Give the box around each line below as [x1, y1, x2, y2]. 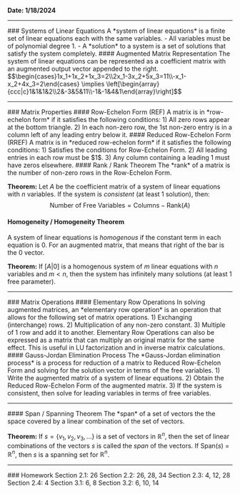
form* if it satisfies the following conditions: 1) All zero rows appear [32, 116, 230, 123]
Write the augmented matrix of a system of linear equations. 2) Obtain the [7, 374, 224, 383]
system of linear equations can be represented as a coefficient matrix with [7, 57, 226, 65]
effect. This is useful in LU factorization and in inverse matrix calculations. [7, 343, 225, 352]
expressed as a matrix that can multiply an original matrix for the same [7, 336, 214, 345]
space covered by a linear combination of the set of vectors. [7, 417, 185, 425]
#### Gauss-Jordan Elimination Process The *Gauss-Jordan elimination [7, 351, 221, 360]
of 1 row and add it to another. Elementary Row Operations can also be [7, 328, 215, 337]
